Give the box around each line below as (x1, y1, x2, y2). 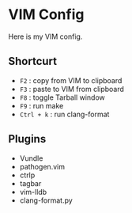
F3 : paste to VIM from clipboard (19, 84, 125, 93)
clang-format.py (19, 196, 73, 205)
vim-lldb (19, 187, 47, 196)
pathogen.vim (19, 162, 66, 171)
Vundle (19, 153, 43, 163)
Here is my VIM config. (8, 32, 83, 41)
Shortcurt (8, 55, 58, 68)
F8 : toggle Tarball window (19, 93, 105, 102)
